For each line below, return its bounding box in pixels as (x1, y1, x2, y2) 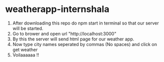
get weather (12, 46, 38, 52)
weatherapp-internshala (5, 3, 110, 15)
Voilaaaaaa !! (12, 51, 39, 58)
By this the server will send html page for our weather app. (12, 36, 134, 42)
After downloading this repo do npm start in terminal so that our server (12, 20, 159, 26)
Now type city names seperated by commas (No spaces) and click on (12, 41, 157, 47)
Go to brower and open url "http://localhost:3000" (12, 30, 117, 36)
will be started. (12, 25, 44, 31)
